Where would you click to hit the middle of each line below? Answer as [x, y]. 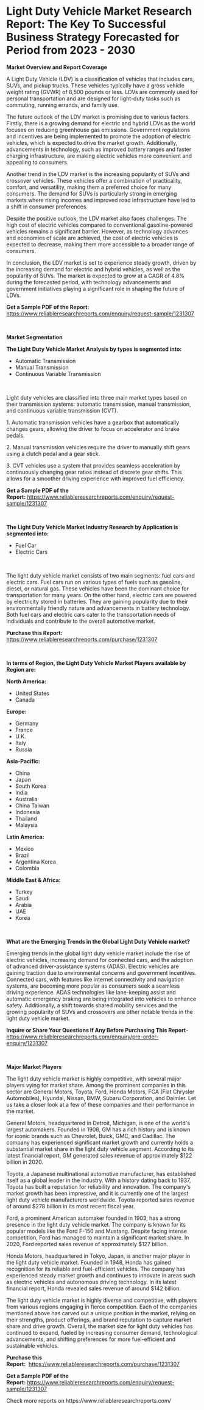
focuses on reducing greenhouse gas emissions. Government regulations [98, 130]
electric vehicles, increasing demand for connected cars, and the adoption [100, 960]
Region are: [21, 669]
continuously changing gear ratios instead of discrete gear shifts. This [94, 472]
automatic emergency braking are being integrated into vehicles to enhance [101, 999]
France [24, 730]
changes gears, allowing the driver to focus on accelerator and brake [93, 428]
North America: [26, 681]
